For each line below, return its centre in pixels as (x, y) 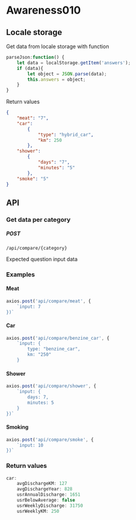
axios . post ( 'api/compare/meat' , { (49, 301)
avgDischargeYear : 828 (45, 489)
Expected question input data (42, 259)
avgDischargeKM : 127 (42, 484)
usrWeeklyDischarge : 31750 (50, 505)
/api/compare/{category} (37, 248)
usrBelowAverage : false (46, 500)
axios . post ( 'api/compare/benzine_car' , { (58, 338)
